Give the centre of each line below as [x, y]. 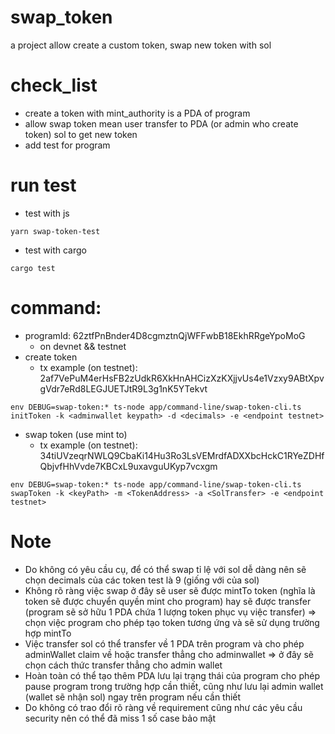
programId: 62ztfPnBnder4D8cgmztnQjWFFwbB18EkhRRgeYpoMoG [165, 335]
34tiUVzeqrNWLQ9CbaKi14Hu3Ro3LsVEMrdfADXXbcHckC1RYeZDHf [182, 455]
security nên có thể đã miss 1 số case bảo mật [120, 718]
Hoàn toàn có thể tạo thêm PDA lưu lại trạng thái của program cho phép [172, 675]
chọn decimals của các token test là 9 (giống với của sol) [142, 580]
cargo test [33, 268]
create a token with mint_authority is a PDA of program [137, 113]
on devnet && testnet [83, 346]
